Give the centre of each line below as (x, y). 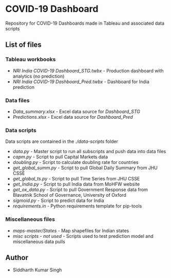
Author (17, 257)
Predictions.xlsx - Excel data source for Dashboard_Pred (73, 117)
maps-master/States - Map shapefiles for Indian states (71, 230)
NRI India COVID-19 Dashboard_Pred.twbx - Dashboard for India (81, 81)
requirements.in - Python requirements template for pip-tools (77, 206)
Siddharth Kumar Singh (37, 270)
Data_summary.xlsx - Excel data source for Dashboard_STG (76, 112)
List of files (24, 45)
